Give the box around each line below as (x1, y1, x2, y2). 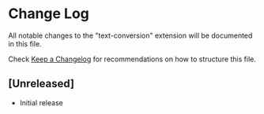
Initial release (19, 97, 63, 107)
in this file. (8, 39, 42, 48)
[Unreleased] (8, 77, 75, 90)
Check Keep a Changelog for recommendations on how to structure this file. (8, 54, 257, 64)
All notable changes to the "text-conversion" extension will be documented (8, 31, 253, 40)
